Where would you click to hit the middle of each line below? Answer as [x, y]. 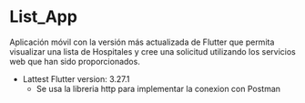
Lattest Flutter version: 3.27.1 [76, 78]
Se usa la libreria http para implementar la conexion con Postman [158, 88]
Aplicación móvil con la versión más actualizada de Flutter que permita [142, 42]
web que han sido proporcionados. [75, 61]
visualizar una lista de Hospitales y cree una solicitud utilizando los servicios [152, 51]
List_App [43, 17]
